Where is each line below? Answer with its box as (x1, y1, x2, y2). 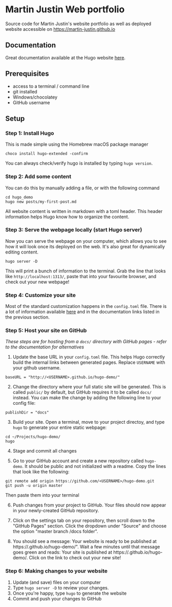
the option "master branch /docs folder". (12, 528, 98, 535)
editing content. (5, 249, 39, 255)
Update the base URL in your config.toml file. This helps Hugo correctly (12, 354, 165, 360)
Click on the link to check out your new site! (29, 555, 121, 561)
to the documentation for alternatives (5, 344, 84, 350)
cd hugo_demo (5, 194, 33, 200)
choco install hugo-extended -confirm (5, 151, 88, 156)
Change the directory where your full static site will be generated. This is (12, 384, 166, 390)
